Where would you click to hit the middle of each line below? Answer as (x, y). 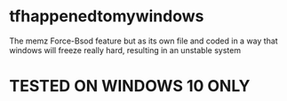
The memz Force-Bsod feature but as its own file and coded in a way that (143, 41)
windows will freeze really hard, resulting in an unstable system (125, 50)
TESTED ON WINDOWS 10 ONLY (130, 86)
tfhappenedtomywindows (107, 16)
